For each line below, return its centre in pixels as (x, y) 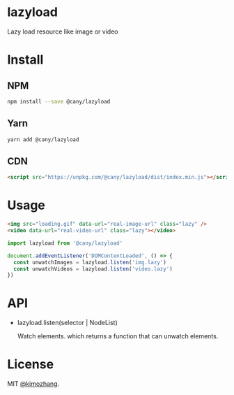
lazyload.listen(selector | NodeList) (68, 323)
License (31, 365)
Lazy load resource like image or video (63, 31)
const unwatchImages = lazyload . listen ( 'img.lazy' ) (90, 262)
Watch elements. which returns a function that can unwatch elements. (118, 336)
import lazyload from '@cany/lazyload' (65, 243)
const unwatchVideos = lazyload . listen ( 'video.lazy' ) (93, 269)
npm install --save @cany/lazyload (59, 101)
